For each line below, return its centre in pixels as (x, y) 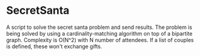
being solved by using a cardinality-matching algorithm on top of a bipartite (99, 33)
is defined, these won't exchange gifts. (54, 46)
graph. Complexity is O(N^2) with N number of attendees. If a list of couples (100, 40)
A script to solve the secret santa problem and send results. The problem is (99, 27)
